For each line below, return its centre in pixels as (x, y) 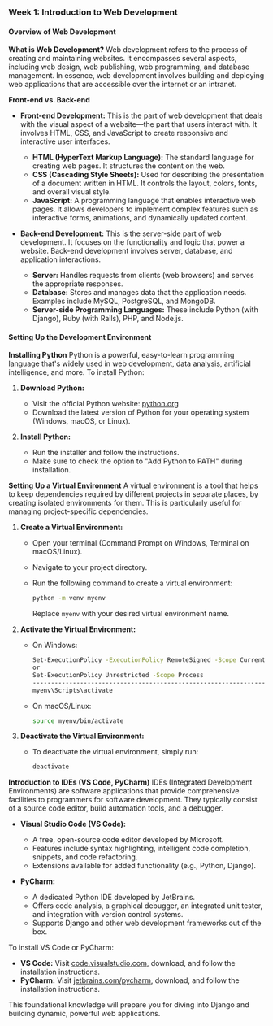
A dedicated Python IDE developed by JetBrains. (114, 898)
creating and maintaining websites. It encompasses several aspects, (123, 59)
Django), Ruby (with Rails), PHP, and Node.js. (108, 319)
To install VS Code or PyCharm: (61, 948)
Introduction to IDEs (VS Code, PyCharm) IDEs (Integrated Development (130, 782)
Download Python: (52, 388)
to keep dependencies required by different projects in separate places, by (133, 494)
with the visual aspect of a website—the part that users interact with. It (139, 124)
